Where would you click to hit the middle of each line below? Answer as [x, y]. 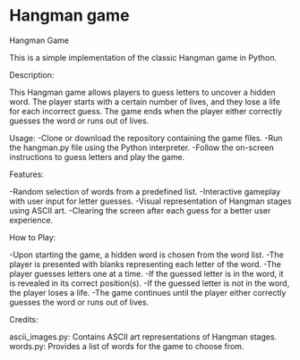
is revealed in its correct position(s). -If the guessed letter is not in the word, [150, 283]
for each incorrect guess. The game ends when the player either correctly [146, 111]
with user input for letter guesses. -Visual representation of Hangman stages [150, 201]
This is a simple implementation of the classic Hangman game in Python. [143, 57]
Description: [32, 75]
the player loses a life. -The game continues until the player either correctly [148, 292]
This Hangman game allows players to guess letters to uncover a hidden [142, 92]
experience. [31, 220]
